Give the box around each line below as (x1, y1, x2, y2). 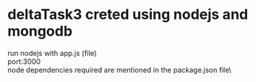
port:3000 (7, 57, 41, 66)
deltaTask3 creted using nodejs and (7, 6, 248, 24)
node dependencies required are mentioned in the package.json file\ (7, 65, 232, 74)
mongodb (7, 22, 73, 40)
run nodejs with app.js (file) (7, 48, 97, 58)
